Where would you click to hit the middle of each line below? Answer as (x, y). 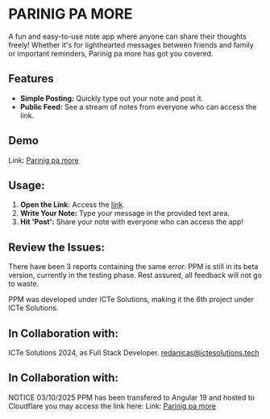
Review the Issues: (57, 247)
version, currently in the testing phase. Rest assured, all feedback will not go (135, 276)
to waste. (24, 284)
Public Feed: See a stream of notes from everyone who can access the (138, 106)
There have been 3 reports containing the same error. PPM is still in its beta (133, 267)
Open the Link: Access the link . (72, 205)
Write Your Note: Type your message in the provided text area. (125, 214)
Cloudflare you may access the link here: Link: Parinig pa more (112, 406)
